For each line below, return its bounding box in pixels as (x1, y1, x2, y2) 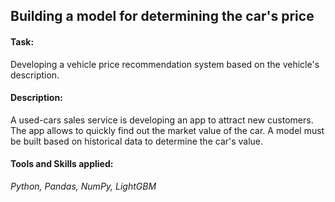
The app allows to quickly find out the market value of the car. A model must (10, 124, 325, 136)
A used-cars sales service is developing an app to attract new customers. (10, 114, 314, 126)
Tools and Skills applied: (10, 158, 114, 170)
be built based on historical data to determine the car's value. (10, 135, 264, 147)
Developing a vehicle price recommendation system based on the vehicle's (10, 58, 320, 70)
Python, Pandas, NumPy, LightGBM (10, 180, 157, 192)
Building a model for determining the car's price (10, 8, 315, 25)
